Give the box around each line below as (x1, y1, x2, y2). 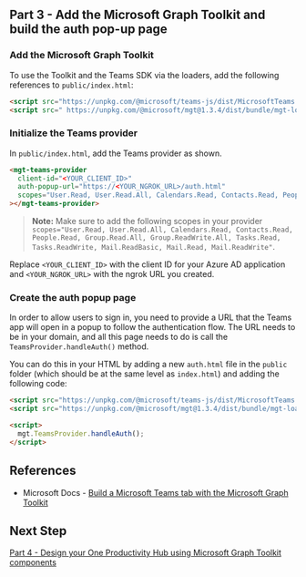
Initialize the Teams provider (9, 127, 138, 139)
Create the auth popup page (9, 292, 137, 304)
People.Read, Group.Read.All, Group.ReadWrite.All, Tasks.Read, (31, 233, 281, 242)
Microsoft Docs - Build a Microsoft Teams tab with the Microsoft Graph (22, 487, 289, 498)
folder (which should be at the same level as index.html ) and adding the (9, 368, 280, 379)
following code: (9, 378, 67, 389)
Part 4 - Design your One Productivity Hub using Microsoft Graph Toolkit (9, 547, 282, 559)
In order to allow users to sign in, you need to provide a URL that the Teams (9, 312, 292, 323)
